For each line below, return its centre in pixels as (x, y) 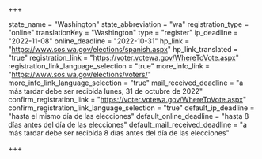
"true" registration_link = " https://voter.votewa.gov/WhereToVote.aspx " (123, 57)
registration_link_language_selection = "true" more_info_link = (109, 66)
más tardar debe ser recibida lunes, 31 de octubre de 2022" (106, 91)
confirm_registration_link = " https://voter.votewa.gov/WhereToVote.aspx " (127, 100)
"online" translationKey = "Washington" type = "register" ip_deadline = (123, 33)
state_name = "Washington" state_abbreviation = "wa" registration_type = (129, 24)
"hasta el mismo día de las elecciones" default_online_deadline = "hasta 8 (129, 116)
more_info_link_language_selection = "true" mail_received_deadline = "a (126, 83)
